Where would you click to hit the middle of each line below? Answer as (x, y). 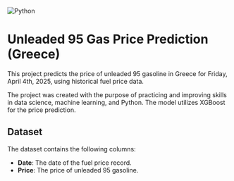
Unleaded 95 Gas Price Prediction (108, 39)
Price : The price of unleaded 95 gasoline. (78, 170)
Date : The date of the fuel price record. (74, 163)
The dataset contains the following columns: (72, 149)
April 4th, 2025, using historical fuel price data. (76, 81)
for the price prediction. (42, 110)
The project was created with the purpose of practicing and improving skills (117, 94)
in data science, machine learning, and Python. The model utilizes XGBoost (116, 102)
